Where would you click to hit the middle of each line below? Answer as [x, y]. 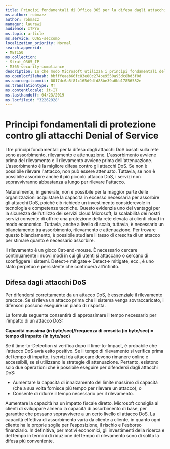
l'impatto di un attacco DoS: [34, 321]
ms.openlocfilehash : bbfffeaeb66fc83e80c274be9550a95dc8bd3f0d [73, 76]
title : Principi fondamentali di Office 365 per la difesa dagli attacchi [86, 10]
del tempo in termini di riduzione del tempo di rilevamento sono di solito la [82, 436]
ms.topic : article [25, 34]
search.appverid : [24, 48]
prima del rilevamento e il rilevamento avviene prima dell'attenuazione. [79, 161]
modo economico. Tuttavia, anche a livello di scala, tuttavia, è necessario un [85, 224]
